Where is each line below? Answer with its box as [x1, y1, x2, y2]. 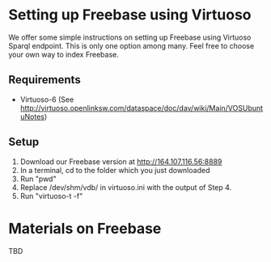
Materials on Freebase [8, 219, 162, 238]
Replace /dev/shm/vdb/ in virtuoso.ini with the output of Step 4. [19, 182, 232, 192]
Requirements [8, 73, 81, 87]
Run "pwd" [19, 174, 57, 184]
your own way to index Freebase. [8, 49, 120, 59]
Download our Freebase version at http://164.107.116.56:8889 [19, 156, 222, 167]
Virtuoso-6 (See [19, 95, 74, 104]
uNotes [19, 112, 45, 121]
